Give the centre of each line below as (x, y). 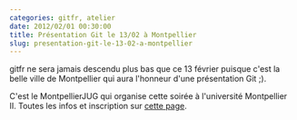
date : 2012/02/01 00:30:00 (60, 26)
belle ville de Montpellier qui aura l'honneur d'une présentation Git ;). (138, 79)
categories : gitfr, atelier (63, 18)
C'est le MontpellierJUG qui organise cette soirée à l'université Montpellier (148, 96)
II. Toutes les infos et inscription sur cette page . (99, 106)
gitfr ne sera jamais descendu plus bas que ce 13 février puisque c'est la (145, 69)
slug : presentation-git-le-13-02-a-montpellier (101, 43)
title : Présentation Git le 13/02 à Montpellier (103, 35)
